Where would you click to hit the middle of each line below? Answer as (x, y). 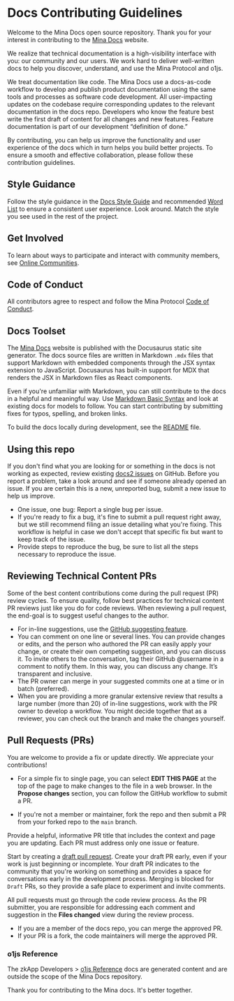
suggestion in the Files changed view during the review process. (101, 914)
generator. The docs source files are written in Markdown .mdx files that (110, 355)
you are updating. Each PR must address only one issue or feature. (103, 843)
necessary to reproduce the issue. (67, 554)
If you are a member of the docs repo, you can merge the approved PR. (120, 928)
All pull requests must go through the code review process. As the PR (107, 899)
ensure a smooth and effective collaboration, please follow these (100, 155)
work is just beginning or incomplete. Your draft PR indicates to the (103, 864)
